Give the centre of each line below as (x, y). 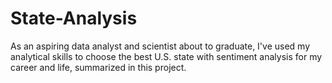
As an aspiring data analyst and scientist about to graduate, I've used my (160, 46)
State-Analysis (74, 18)
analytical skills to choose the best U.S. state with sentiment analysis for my (166, 56)
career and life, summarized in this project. (98, 67)
